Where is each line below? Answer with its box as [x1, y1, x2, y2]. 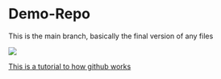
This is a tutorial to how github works [8, 61, 131, 71]
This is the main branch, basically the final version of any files [8, 31, 214, 41]
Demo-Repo [8, 5, 91, 23]
